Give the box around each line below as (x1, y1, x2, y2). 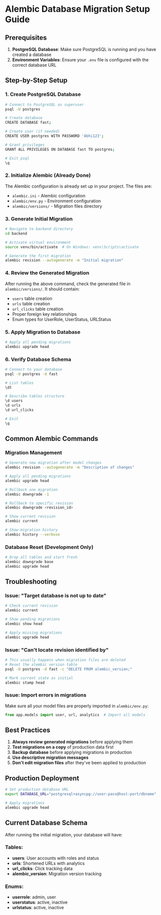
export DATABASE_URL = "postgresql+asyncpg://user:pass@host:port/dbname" (5, 792, 157, 797)
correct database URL (12, 62, 57, 68)
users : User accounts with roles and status (12, 855, 99, 861)
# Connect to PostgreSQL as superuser (5, 102, 84, 107)
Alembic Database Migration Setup (5, 3, 150, 15)
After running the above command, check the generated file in (5, 281, 131, 287)
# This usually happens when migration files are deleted (5, 658, 126, 663)
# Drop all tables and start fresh (5, 555, 78, 560)
